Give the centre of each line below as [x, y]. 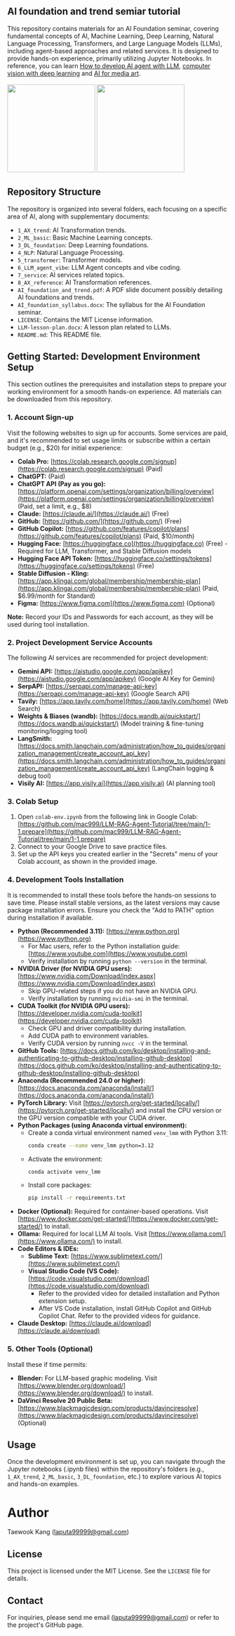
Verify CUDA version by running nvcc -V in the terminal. [108, 1043]
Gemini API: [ [37, 672]
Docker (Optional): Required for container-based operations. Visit [113, 1212]
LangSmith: [35, 739]
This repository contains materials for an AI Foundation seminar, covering [113, 28]
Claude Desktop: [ [44, 1323]
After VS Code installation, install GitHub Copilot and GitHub [125, 1309]
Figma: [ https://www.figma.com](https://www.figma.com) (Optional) [116, 603]
